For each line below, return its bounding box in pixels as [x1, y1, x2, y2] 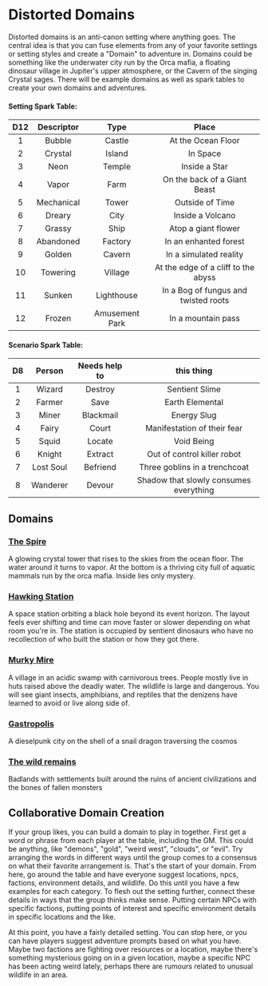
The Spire [8, 535, 47, 547]
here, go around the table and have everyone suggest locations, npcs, [8, 869, 239, 880]
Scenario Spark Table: [8, 340, 84, 349]
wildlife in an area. [8, 970, 69, 980]
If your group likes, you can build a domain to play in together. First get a [8, 827, 246, 837]
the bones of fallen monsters [8, 783, 103, 793]
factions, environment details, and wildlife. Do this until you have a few [8, 878, 240, 888]
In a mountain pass [168, 313, 241, 324]
